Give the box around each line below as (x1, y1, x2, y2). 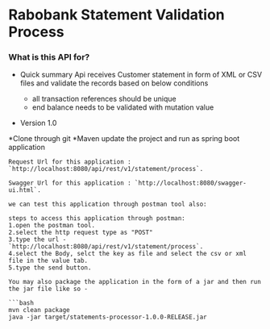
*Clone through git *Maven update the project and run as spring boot (8, 134, 240, 144)
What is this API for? (8, 52, 90, 63)
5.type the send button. (8, 264, 92, 272)
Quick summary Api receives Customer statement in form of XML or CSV (19, 70, 263, 80)
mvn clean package (8, 306, 70, 314)
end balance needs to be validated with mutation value (31, 102, 214, 112)
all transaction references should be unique (31, 94, 177, 104)
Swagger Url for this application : (8, 179, 131, 187)
